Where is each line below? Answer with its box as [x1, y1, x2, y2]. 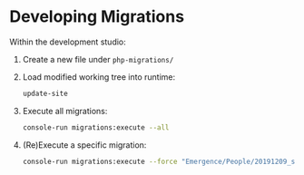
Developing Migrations [9, 6, 184, 27]
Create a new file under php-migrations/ [22, 53, 174, 64]
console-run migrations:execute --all [22, 122, 170, 132]
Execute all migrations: [22, 105, 108, 116]
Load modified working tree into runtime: [22, 71, 176, 83]
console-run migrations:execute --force [22, 157, 178, 166]
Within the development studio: [9, 36, 127, 47]
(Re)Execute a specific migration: [22, 139, 147, 151]
